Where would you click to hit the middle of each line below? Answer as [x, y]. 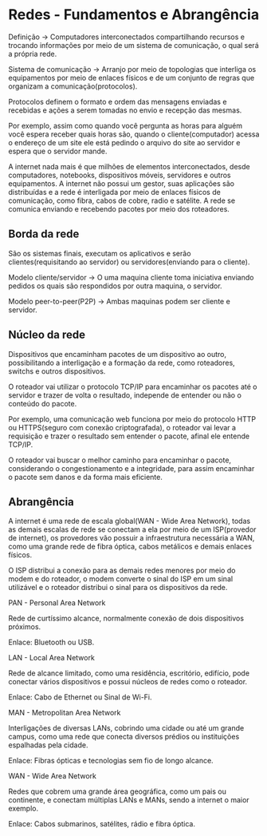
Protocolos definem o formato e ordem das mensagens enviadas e [118, 101]
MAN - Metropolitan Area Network [65, 713]
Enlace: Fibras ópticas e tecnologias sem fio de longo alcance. [111, 761]
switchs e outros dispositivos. [57, 371]
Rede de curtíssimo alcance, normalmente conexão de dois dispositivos [126, 618]
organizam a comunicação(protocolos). [73, 86]
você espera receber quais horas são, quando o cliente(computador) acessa [134, 134]
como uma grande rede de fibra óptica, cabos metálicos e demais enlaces [130, 547]
